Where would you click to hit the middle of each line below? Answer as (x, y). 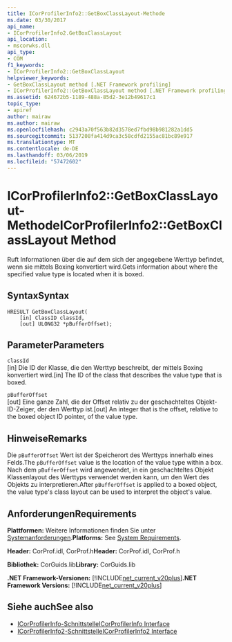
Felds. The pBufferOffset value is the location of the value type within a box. (115, 463)
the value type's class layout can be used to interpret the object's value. (110, 492)
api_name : (21, 26)
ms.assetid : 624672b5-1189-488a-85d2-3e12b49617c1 (81, 98)
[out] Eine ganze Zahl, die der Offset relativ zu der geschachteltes (101, 402)
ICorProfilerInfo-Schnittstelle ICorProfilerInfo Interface (94, 623)
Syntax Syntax (38, 296)
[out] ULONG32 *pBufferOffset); (66, 324)
